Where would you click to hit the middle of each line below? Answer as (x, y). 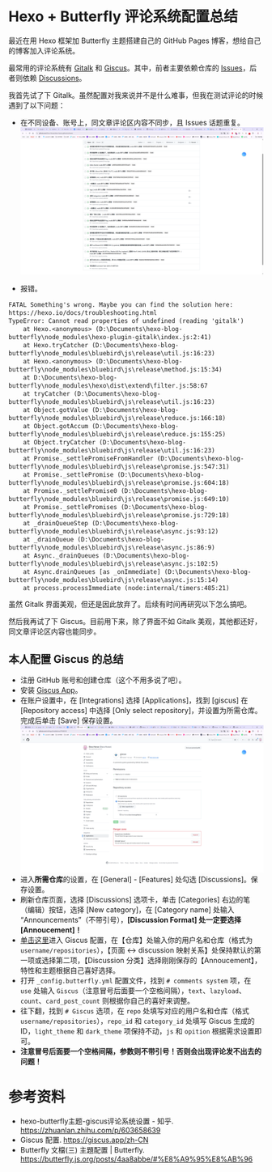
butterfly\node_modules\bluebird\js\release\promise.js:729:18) (119, 515)
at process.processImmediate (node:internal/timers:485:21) (126, 588)
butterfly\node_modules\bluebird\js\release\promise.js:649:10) (119, 499)
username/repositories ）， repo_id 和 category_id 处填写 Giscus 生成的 (137, 1021)
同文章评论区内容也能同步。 (55, 631)
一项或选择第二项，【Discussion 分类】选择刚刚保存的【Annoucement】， (141, 961)
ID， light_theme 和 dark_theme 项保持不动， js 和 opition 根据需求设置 (137, 1031)
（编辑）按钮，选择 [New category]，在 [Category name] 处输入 (127, 910)
